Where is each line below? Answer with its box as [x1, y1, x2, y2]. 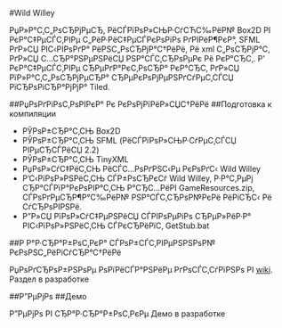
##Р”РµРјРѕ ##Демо [9, 291, 87, 301]
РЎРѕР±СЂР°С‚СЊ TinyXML [21, 154, 129, 164]
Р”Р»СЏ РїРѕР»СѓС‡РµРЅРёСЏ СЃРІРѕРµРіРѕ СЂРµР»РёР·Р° [21, 211, 252, 221]
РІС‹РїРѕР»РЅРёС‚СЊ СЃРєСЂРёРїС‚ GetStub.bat [21, 220, 210, 231]
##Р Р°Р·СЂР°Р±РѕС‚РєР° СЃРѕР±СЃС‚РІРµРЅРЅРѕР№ [9, 238, 216, 248]
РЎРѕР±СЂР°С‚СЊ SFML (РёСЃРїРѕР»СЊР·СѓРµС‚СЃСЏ [21, 135, 238, 145]
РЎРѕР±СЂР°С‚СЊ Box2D [21, 126, 121, 136]
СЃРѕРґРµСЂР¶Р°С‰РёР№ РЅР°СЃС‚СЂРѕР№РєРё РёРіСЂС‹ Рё [21, 192, 272, 202]
